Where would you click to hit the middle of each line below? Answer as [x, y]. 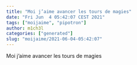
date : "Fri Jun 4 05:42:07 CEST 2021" [56, 17]
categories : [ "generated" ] [40, 34]
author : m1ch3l [25, 28]
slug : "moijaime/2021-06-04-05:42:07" [54, 39]
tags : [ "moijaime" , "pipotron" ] [46, 22]
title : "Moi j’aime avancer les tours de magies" [69, 12]
